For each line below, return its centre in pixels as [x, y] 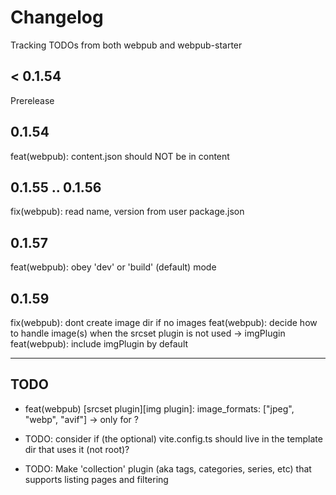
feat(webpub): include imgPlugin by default [99, 344]
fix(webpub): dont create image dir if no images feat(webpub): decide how [164, 322]
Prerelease [32, 100]
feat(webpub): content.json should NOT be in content [120, 156]
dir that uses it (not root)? [77, 449]
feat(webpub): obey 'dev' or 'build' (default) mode [113, 267]
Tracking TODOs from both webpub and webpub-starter [126, 45]
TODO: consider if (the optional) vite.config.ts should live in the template [173, 438]
